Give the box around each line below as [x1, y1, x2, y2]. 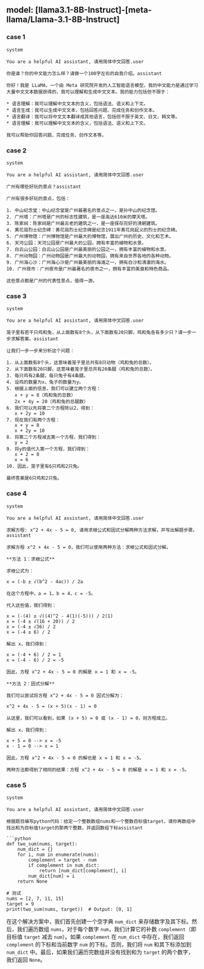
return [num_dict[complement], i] [38, 867, 127, 874]
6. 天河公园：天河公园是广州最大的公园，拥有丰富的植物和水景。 [6, 240, 147, 246]
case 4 [6, 489, 27, 498]
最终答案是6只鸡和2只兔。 [6, 475, 62, 481]
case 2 [6, 146, 27, 155]
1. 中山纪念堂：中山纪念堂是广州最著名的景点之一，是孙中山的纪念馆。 [6, 207, 160, 213]
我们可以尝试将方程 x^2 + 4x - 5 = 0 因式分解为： [6, 692, 124, 699]
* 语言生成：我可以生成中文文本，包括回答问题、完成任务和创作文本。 [6, 107, 158, 113]
